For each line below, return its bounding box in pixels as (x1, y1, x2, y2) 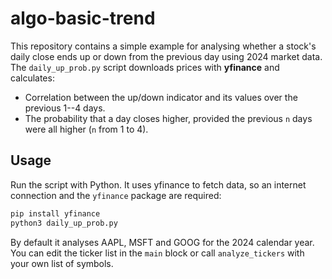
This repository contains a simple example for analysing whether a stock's (10, 40, 317, 52)
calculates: (10, 72, 55, 84)
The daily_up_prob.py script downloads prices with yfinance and (10, 61, 280, 73)
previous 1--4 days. (24, 102, 106, 114)
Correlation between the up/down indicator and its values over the (24, 91, 298, 103)
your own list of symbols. (10, 257, 114, 269)
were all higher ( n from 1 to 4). (24, 123, 149, 135)
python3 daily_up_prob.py (10, 218, 118, 228)
